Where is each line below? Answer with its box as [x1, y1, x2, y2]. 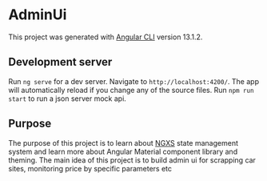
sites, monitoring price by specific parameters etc [8, 163, 173, 173]
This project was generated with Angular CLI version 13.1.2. [8, 32, 203, 42]
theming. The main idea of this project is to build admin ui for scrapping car [8, 155, 256, 165]
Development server [8, 55, 113, 69]
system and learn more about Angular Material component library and [8, 147, 238, 156]
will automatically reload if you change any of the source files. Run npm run [8, 85, 254, 95]
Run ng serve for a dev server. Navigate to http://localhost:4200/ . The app [8, 76, 260, 86]
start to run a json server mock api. [8, 94, 126, 103]
